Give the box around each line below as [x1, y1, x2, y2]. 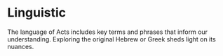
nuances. [7, 42, 34, 50]
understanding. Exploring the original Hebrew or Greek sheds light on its [7, 35, 216, 43]
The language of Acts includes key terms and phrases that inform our [7, 28, 208, 36]
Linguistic [7, 5, 67, 21]
